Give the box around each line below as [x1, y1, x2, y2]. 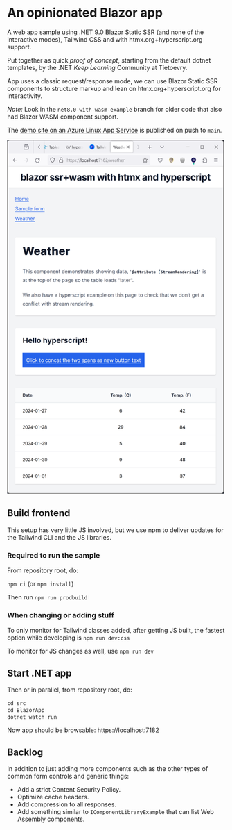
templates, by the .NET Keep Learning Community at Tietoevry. [7, 63, 188, 72]
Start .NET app [7, 667, 72, 679]
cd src [7, 700, 26, 707]
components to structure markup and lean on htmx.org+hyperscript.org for [7, 84, 222, 92]
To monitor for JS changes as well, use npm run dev [7, 647, 154, 656]
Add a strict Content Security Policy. [17, 785, 121, 793]
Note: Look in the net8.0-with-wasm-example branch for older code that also [7, 105, 222, 113]
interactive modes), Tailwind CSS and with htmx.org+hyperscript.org [7, 35, 203, 43]
